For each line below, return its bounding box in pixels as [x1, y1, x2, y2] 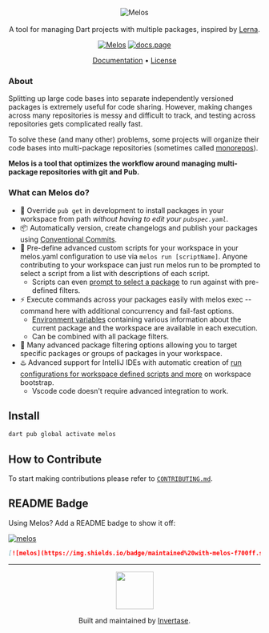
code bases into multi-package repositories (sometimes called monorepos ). [8, 143, 259, 153]
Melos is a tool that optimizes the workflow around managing [8, 158, 216, 168]
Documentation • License [92, 56, 177, 65]
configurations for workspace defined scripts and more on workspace [19, 369, 251, 379]
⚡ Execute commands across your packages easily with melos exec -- [19, 294, 252, 304]
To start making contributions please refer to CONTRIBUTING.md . [8, 474, 214, 483]
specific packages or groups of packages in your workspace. [19, 348, 223, 358]
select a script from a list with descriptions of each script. [19, 268, 211, 278]
